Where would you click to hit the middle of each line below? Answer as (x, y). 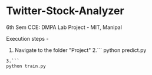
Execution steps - (27, 38)
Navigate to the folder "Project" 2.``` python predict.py (80, 50)
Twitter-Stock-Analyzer (65, 11)
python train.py (26, 66)
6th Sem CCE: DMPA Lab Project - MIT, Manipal (64, 27)
